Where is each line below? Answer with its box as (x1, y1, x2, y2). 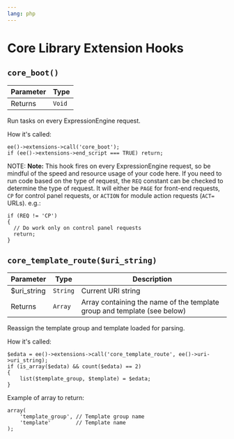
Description (132, 275, 173, 284)
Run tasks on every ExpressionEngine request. (7, 116, 141, 125)
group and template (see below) (81, 306, 187, 316)
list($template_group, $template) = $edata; (19, 376, 151, 383)
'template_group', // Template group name (19, 413, 145, 420)
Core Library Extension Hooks (7, 40, 185, 56)
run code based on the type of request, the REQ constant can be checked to (7, 176, 224, 185)
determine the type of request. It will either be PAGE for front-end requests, (7, 184, 221, 192)
